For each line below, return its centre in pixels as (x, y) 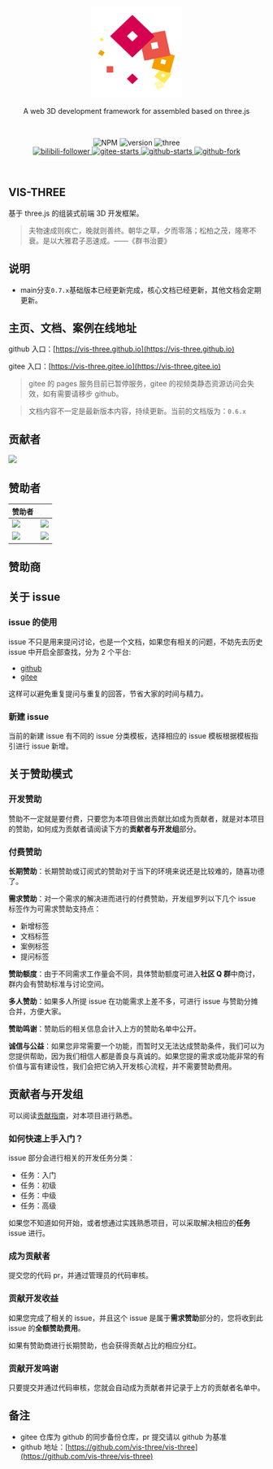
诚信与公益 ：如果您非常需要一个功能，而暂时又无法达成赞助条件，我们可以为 (136, 1046)
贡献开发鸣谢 (34, 1368)
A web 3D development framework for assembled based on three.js (136, 111)
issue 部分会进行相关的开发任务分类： (72, 1158)
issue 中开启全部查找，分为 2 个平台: (70, 652)
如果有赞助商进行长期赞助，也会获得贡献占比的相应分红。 (104, 1345)
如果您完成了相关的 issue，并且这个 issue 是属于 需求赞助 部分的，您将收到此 (136, 1318)
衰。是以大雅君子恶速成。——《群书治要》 (100, 240)
